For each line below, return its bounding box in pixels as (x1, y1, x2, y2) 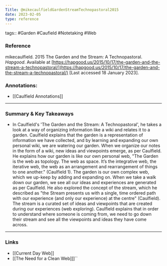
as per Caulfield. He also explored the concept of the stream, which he (12, 185, 158, 191)
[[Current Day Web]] (12, 250, 55, 256)
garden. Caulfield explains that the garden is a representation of (12, 132, 143, 138)
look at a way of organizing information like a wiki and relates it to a (12, 127, 151, 133)
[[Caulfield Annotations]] (12, 93, 63, 99)
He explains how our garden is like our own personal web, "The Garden (12, 153, 159, 159)
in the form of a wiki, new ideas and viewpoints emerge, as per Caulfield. (12, 148, 162, 154)
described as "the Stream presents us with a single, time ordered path (12, 190, 156, 196)
